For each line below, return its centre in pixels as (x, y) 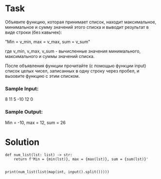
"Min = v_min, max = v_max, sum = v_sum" (48, 41)
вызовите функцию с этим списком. (42, 76)
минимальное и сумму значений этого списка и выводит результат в (77, 27)
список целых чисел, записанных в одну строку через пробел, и (72, 71)
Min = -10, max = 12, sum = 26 (35, 123)
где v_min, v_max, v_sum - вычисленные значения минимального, (73, 51)
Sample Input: (22, 89)
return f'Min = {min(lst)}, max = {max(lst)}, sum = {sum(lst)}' (81, 159)
